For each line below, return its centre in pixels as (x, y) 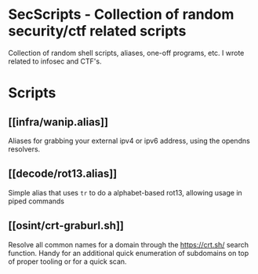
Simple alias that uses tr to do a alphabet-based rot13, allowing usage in (125, 192)
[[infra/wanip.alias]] (58, 122)
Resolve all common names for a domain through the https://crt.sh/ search (129, 244)
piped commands (36, 201)
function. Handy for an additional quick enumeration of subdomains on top (129, 253)
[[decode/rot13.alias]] (63, 174)
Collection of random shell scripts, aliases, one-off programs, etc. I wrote (126, 53)
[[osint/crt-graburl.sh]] (66, 226)
